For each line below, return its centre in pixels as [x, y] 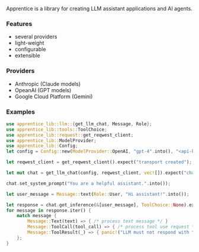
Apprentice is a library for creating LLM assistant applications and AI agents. [99, 9]
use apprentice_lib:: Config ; [42, 146]
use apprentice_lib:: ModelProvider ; [51, 140]
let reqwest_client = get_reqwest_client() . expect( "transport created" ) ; [99, 162]
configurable [30, 49]
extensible [27, 56]
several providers [36, 37]
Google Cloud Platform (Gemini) [54, 96]
